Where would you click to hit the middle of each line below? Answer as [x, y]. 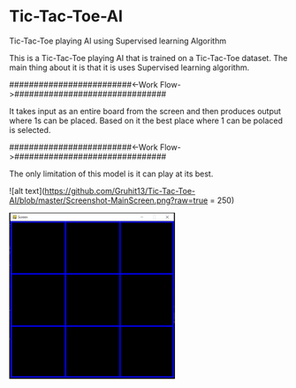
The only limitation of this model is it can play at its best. [111, 174]
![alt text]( [27, 190]
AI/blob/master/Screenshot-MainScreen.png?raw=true [109, 200]
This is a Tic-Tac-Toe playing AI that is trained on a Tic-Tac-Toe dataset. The [148, 58]
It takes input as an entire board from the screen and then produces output [145, 111]
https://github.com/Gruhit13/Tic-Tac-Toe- [120, 190]
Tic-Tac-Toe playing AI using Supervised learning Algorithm [118, 41]
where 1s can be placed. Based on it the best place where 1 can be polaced [146, 120]
